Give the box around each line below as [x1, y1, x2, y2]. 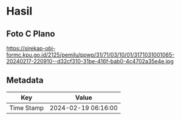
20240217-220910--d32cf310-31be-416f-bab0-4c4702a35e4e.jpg [6, 58, 174, 65]
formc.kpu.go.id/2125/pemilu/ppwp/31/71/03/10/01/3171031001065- [6, 51, 175, 58]
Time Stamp [9, 104, 44, 112]
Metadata [6, 75, 44, 86]
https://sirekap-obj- [6, 44, 56, 52]
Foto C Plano [6, 29, 55, 39]
